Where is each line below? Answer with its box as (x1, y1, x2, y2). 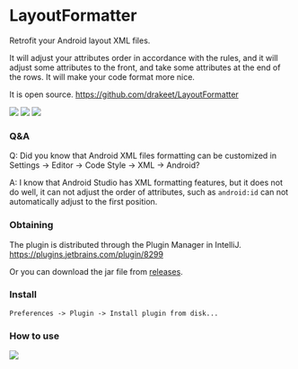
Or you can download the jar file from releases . (9, 266, 184, 277)
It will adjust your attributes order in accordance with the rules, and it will (9, 52, 278, 63)
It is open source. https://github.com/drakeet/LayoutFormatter (9, 89, 240, 100)
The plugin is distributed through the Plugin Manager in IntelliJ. (9, 239, 241, 250)
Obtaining (9, 219, 54, 232)
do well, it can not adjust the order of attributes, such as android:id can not (9, 187, 289, 198)
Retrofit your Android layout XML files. (9, 35, 151, 46)
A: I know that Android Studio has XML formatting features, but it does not (9, 177, 283, 189)
